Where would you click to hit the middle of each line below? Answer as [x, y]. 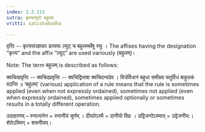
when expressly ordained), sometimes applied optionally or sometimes [95, 98]
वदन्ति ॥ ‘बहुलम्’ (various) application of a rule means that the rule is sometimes [103, 84]
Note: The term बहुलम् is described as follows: [62, 65]
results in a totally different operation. [54, 104]
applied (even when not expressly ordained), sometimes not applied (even [100, 91]
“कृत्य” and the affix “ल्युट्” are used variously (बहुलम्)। [71, 53]
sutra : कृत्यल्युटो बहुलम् [30, 18]
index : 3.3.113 [26, 12]
